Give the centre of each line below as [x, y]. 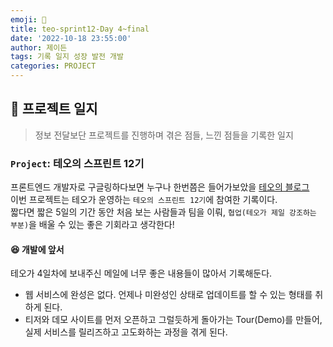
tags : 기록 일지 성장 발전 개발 [67, 57]
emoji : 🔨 [28, 19]
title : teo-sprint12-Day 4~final [80, 29]
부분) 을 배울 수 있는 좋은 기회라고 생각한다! [92, 225]
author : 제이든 [39, 47]
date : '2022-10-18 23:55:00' [71, 38]
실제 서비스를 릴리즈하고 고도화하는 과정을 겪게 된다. [126, 332]
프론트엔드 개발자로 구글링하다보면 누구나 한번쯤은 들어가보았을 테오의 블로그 [160, 187]
